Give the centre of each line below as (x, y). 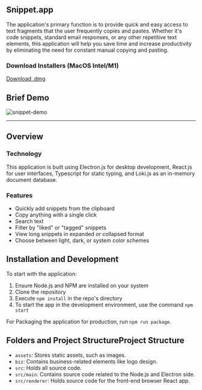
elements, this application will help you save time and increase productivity (99, 43)
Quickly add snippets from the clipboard (65, 208)
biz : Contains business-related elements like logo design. (86, 361)
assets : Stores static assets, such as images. (70, 355)
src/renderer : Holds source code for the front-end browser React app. (103, 380)
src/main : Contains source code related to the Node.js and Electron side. (105, 374)
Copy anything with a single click (56, 215)
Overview (25, 137)
